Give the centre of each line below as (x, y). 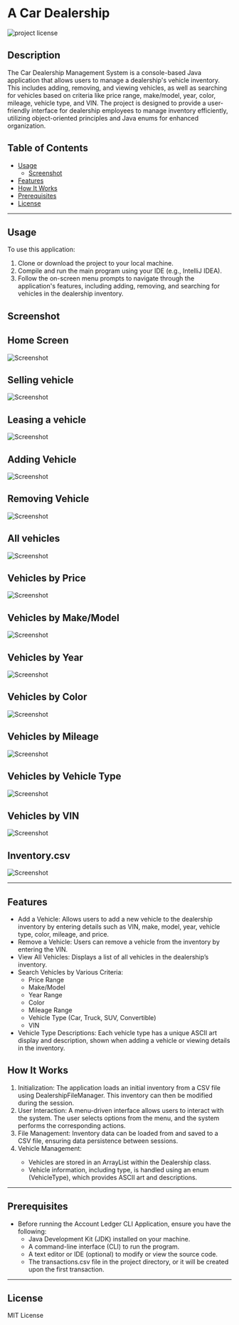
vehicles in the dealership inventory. (70, 293)
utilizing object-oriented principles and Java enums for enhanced (103, 118)
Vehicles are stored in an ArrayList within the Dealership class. (120, 1162)
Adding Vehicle (42, 459)
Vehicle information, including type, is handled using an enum (119, 1169)
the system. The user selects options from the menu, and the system (118, 1118)
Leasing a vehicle (47, 419)
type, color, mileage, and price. (63, 934)
